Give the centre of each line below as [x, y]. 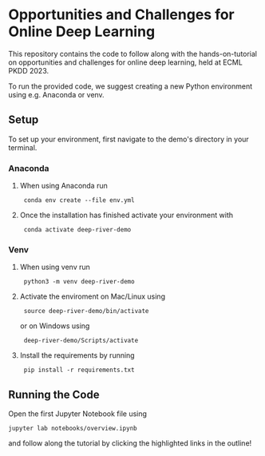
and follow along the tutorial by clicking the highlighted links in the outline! [130, 443]
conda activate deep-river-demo [77, 230]
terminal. [23, 147]
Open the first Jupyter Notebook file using [78, 414]
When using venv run [55, 267]
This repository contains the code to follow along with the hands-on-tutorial [133, 54]
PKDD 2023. [29, 70]
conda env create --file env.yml [79, 200]
